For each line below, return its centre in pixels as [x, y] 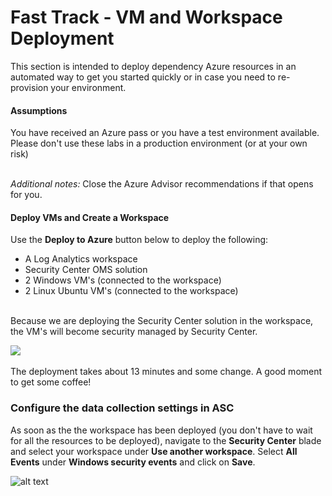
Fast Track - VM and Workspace [146, 17]
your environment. [88, 87]
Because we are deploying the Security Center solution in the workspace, [162, 321]
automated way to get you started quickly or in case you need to [143, 77]
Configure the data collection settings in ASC [122, 408]
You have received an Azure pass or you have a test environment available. [165, 133]
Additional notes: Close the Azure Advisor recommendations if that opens [162, 184]
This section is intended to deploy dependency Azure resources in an [153, 66]
